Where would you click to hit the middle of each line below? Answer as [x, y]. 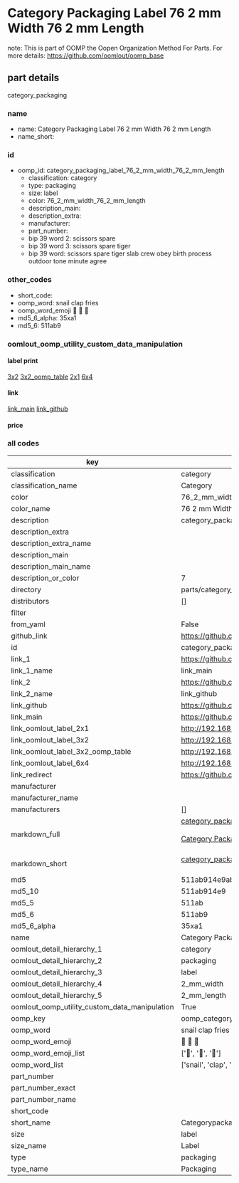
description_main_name [51, 566]
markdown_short [39, 863]
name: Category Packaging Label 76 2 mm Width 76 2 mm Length [114, 129]
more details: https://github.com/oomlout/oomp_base [86, 56]
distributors [30, 601]
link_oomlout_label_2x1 [50, 728]
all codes [23, 443]
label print [23, 361]
